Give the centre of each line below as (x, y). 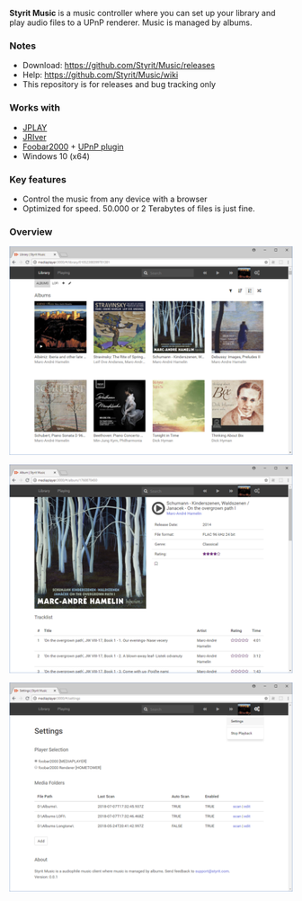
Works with (35, 108)
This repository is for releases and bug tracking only (119, 85)
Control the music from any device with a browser (115, 199)
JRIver (34, 137)
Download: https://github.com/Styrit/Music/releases (119, 66)
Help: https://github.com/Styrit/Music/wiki (100, 75)
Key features (38, 179)
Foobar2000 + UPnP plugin (73, 147)
